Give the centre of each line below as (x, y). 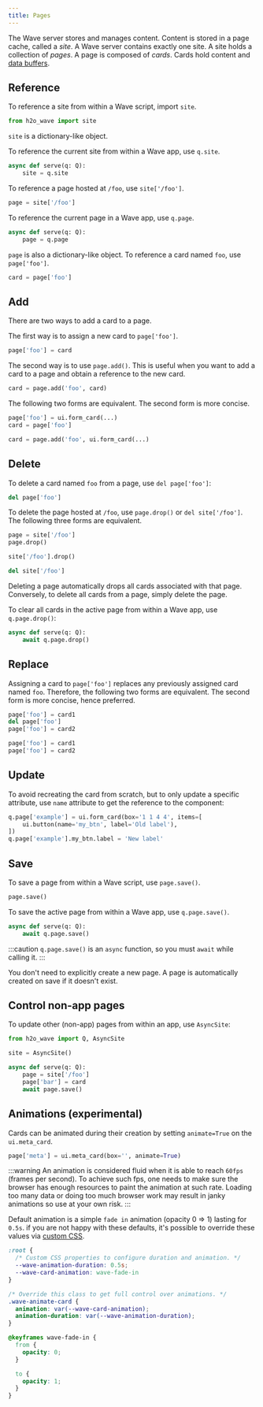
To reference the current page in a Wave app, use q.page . (101, 217)
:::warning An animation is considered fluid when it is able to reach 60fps (126, 1171)
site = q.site (45, 173)
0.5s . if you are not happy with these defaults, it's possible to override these (131, 1228)
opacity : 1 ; (42, 1381)
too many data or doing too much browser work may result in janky (117, 1196)
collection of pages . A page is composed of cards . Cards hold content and (129, 54)
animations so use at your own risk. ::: (70, 1204)
